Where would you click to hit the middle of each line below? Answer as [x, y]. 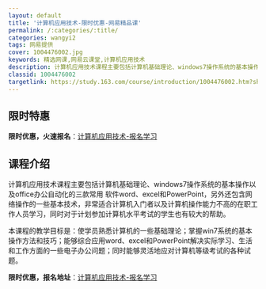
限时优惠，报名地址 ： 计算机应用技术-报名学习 [83, 277]
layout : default [35, 15]
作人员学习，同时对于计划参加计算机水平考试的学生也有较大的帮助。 [119, 214]
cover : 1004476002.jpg [46, 52]
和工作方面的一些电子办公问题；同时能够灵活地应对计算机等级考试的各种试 [129, 251]
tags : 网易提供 [31, 45]
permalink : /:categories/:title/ [63, 30]
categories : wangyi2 [42, 38]
